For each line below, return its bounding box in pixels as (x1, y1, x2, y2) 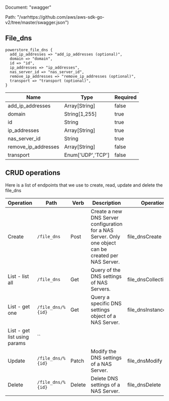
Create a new (91, 208, 122, 215)
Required (114, 93, 137, 100)
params (8, 339, 26, 347)
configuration (91, 220, 123, 227)
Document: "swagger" (5, 5, 52, 10)
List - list (8, 272, 29, 279)
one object (91, 239, 116, 246)
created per (91, 252, 119, 259)
